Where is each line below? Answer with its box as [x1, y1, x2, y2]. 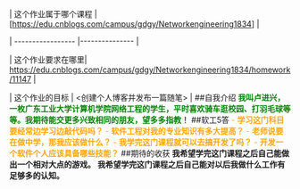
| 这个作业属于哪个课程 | [9, 9, 98, 19]
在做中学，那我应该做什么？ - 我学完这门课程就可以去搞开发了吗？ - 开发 [9, 137, 276, 147]
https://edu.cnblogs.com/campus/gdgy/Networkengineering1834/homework [9, 64, 291, 75]
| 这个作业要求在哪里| [9, 54, 87, 65]
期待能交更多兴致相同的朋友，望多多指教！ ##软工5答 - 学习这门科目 [32, 115, 285, 125]
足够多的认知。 [9, 170, 64, 181]
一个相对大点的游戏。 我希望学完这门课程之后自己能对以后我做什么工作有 [16, 160, 286, 169]
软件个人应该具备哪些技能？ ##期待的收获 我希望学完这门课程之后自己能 [16, 148, 282, 159]
